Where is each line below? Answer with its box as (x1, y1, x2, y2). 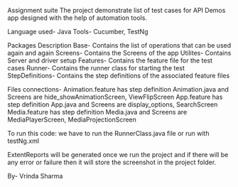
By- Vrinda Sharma (7, 172, 63, 180)
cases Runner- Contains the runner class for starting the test (7, 64, 185, 72)
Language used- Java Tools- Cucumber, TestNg (7, 28, 148, 36)
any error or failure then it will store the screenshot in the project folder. (7, 158, 217, 166)
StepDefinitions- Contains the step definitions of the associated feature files (7, 71, 230, 80)
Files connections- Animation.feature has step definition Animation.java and (7, 85, 229, 93)
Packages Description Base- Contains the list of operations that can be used (7, 41, 232, 49)
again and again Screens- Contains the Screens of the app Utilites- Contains (7, 49, 232, 57)
